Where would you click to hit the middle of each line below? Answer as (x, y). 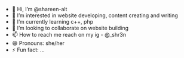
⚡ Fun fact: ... (28, 50)
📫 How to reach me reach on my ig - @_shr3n (69, 35)
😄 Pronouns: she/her (38, 43)
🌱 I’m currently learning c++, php (53, 22)
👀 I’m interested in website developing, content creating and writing (95, 15)
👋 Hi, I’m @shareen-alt (39, 9)
